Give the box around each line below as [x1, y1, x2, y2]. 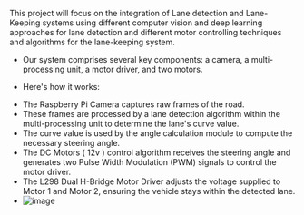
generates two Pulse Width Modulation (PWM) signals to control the [22, 157, 277, 167]
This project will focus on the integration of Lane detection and [9, 8, 244, 18]
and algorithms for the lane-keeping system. [9, 36, 175, 47]
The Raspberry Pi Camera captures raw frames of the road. [22, 99, 245, 110]
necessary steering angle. [22, 138, 121, 148]
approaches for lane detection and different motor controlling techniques [9, 27, 282, 37]
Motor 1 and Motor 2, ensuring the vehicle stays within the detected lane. [22, 186, 296, 196]
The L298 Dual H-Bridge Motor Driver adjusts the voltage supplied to [22, 176, 281, 187]
